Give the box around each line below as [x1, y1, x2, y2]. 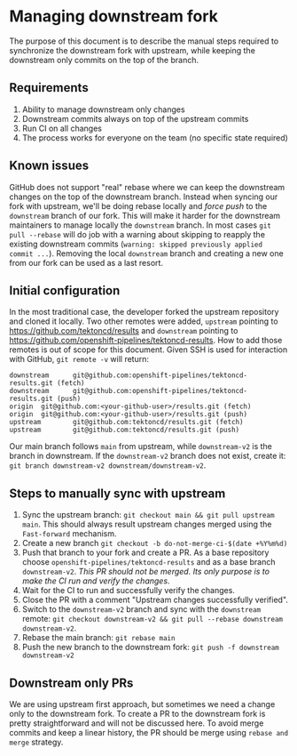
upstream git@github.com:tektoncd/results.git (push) [9, 425, 240, 435]
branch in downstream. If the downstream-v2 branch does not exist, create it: [9, 451, 286, 462]
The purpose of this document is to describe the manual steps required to [9, 36, 279, 46]
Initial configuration [9, 283, 121, 298]
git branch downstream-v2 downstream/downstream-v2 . [9, 460, 207, 470]
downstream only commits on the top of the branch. [9, 54, 199, 65]
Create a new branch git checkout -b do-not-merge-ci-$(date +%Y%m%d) [21, 538, 288, 549]
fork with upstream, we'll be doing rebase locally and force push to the [9, 200, 268, 211]
